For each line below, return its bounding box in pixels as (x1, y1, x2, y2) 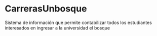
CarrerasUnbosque (5, 3, 87, 14)
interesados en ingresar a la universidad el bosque (5, 24, 110, 30)
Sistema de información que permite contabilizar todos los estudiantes (5, 19, 152, 25)
